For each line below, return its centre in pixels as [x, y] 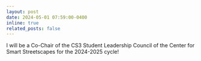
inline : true [23, 23]
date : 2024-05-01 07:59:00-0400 [47, 17]
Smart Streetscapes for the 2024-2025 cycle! [63, 52]
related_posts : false [33, 28]
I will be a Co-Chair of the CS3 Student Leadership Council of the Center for [100, 45]
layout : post [23, 12]
